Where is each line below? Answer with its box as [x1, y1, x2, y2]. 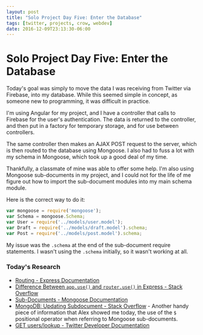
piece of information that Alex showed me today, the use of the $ [15, 308, 177, 316]
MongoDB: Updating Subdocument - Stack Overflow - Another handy [15, 302, 189, 310]
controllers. [6, 128, 35, 136]
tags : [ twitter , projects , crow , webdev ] [6, 20, 113, 26]
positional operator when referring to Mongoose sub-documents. [15, 315, 178, 322]
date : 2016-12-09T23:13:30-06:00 [6, 25, 91, 32]
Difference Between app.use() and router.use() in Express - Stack [15, 283, 183, 290]
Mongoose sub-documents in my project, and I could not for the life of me [6, 171, 191, 179]
